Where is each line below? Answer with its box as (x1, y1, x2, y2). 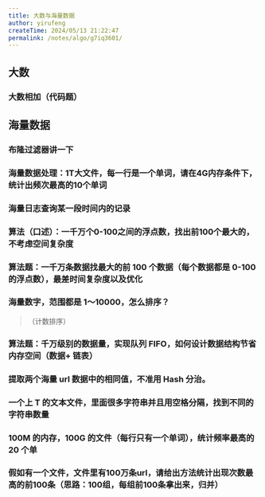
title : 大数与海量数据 (8, 11, 76, 20)
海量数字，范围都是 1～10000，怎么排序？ (8, 296, 170, 307)
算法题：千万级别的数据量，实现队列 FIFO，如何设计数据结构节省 (8, 338, 257, 349)
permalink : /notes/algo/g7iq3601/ (8, 33, 123, 42)
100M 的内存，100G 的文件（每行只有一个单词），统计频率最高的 (8, 432, 255, 443)
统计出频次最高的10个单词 (8, 179, 107, 190)
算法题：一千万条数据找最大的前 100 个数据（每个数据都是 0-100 (8, 261, 256, 272)
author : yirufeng (8, 19, 66, 27)
